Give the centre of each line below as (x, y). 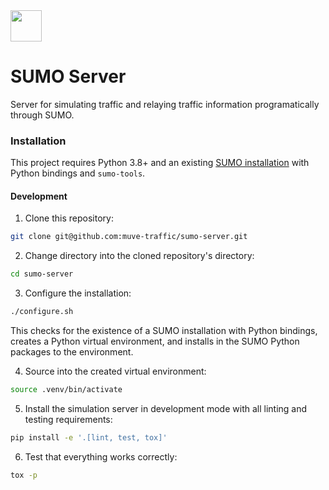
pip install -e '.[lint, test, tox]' (89, 437)
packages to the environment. (72, 352)
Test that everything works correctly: (101, 456)
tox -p (24, 475)
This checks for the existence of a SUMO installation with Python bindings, (164, 331)
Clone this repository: (69, 218)
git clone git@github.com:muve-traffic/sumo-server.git (129, 237)
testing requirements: (68, 419)
